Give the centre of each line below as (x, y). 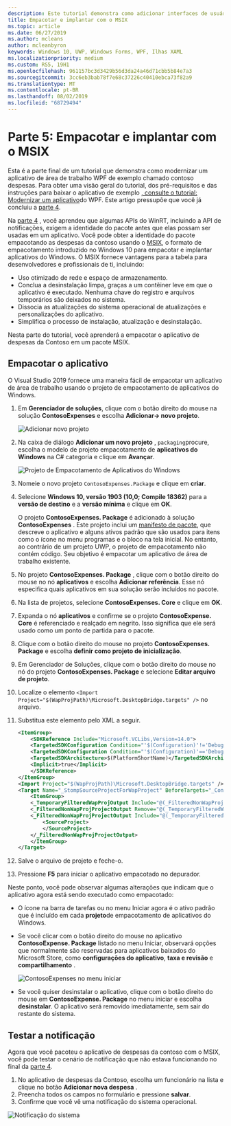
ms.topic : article (34, 26)
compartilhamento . (47, 965)
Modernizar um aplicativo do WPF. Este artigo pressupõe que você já (105, 199)
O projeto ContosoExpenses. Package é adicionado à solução (106, 517)
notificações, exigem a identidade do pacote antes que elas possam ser (109, 228)
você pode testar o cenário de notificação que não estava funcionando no (112, 1059)
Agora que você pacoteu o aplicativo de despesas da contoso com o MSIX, (114, 1052)
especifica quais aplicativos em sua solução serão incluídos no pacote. (118, 589)
